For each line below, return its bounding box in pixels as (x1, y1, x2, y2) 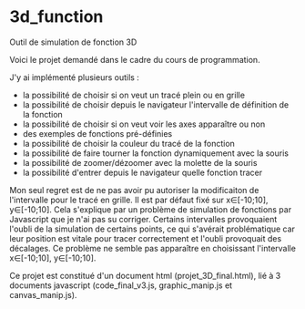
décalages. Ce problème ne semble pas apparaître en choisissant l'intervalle (9, 242, 296, 253)
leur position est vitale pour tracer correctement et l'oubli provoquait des (9, 232, 282, 243)
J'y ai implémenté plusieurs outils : (9, 71, 139, 83)
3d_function (9, 6, 104, 27)
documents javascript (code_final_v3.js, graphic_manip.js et (9, 280, 233, 291)
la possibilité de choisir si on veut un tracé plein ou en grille (22, 89, 246, 100)
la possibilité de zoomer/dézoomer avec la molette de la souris (22, 157, 258, 168)
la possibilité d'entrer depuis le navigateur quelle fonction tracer (22, 167, 262, 178)
